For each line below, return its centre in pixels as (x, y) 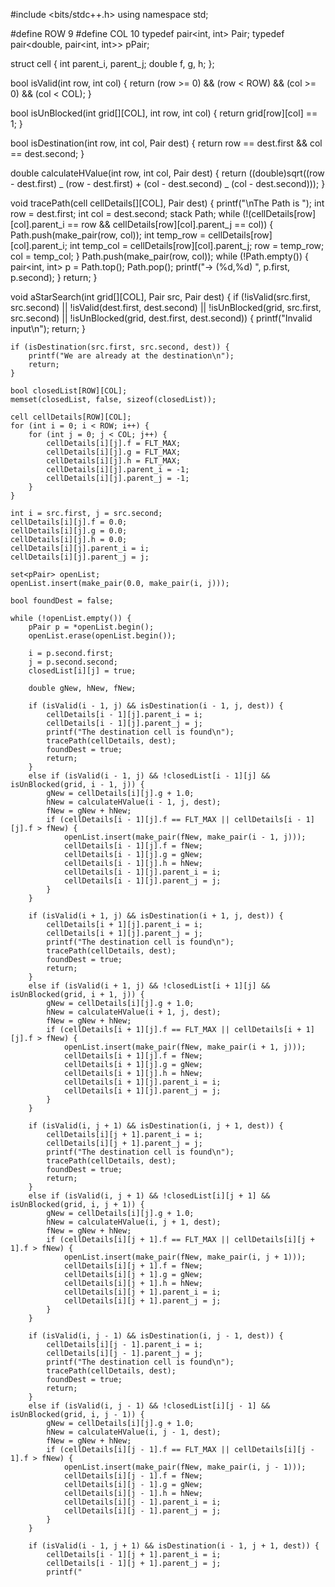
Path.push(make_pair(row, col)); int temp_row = (108, 235)
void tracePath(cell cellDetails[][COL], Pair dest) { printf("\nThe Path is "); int (167, 203)
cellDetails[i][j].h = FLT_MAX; (114, 461)
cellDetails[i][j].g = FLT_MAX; (114, 452)
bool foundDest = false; (62, 601)
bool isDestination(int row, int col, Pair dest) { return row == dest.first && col (166, 143)
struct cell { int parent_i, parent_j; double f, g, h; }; (112, 63)
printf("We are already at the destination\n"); (131, 356)
